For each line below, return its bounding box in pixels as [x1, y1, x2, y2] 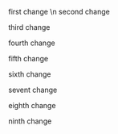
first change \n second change [8, 7, 110, 16]
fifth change [8, 54, 49, 63]
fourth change [8, 38, 55, 48]
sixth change [8, 69, 51, 79]
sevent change [8, 85, 58, 94]
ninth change [8, 116, 52, 126]
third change [8, 23, 51, 31]
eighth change [8, 101, 56, 110]
